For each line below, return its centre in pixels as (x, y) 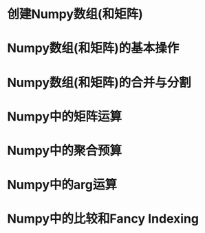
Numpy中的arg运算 (62, 185)
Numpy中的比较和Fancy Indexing (103, 219)
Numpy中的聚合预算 (65, 151)
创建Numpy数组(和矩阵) (75, 14)
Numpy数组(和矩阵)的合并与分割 (99, 82)
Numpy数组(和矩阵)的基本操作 (93, 48)
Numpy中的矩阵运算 (65, 116)
